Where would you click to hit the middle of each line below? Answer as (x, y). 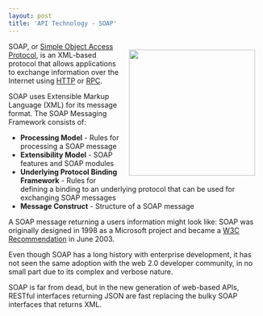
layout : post (30, 16)
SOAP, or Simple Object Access (61, 46)
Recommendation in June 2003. (62, 239)
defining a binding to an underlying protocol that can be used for (127, 189)
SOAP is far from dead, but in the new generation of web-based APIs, (124, 287)
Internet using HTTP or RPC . (56, 81)
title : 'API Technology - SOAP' (63, 23)
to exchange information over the (64, 72)
